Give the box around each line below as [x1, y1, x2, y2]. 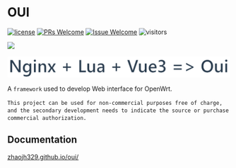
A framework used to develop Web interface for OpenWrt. [7, 84, 172, 93]
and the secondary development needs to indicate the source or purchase [7, 107, 230, 114]
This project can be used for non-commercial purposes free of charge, [7, 99, 223, 106]
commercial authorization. [7, 114, 87, 121]
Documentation [7, 134, 78, 146]
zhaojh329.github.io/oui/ [7, 152, 79, 161]
